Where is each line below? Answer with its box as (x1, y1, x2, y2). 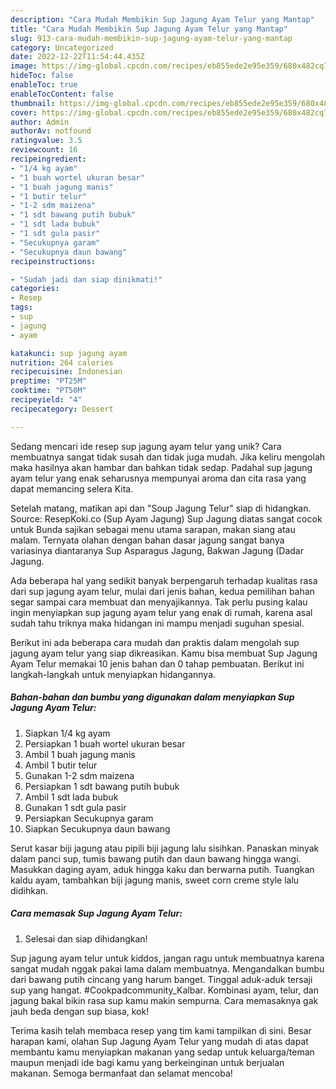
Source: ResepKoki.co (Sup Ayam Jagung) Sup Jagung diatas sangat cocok (10, 512, 323, 525)
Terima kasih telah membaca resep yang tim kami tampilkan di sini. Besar (10, 1024, 312, 1036)
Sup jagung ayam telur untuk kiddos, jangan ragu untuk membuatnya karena (10, 952, 325, 964)
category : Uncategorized (10, 42, 114, 53)
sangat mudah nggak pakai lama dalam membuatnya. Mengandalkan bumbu (10, 962, 325, 975)
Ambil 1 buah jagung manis (24, 748, 136, 760)
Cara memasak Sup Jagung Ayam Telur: (10, 907, 183, 920)
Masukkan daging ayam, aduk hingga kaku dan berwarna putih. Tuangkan (10, 863, 315, 875)
